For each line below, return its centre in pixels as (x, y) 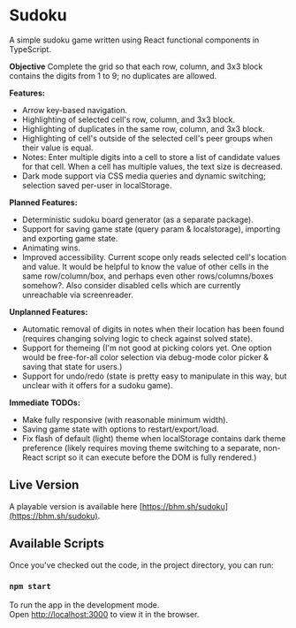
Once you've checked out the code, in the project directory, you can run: (141, 565)
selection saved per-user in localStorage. (97, 185)
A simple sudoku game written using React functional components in (134, 40)
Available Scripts (57, 544)
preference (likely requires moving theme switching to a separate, (142, 448)
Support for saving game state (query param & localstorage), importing (151, 229)
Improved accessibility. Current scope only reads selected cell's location (154, 257)
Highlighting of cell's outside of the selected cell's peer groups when (148, 138)
